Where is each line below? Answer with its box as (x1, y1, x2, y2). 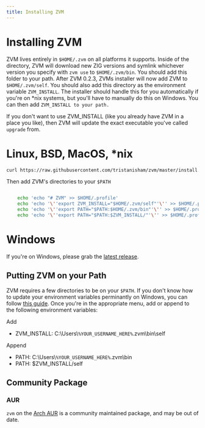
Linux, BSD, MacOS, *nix (6, 147, 133, 160)
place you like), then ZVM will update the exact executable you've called (6, 119, 188, 126)
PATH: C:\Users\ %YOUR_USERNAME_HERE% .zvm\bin (15, 353, 132, 360)
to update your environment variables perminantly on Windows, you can (6, 293, 188, 301)
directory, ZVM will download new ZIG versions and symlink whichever (6, 62, 184, 69)
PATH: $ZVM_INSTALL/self (15, 360, 84, 367)
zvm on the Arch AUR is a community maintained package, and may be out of (6, 410, 199, 417)
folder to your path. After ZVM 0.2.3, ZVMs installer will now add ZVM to (6, 74, 188, 82)
